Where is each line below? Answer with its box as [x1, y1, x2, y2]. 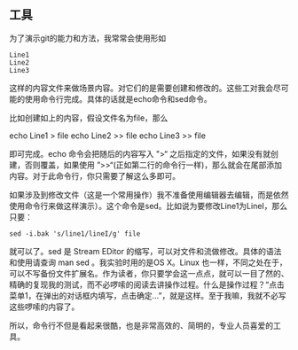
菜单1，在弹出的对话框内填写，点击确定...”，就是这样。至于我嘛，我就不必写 [9, 290, 286, 300]
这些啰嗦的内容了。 [9, 301, 80, 312]
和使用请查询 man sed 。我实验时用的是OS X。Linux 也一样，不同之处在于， [9, 257, 287, 268]
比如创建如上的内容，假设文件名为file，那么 [9, 113, 169, 123]
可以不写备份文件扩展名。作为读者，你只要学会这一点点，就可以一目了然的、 [9, 268, 289, 278]
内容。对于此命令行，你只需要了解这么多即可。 [9, 170, 180, 181]
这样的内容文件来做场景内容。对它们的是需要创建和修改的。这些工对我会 [9, 82, 273, 93]
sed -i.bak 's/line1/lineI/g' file [9, 229, 141, 238]
